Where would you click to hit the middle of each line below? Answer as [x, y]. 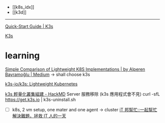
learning [23, 56]
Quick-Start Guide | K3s [29, 26]
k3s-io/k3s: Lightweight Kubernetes [41, 84]
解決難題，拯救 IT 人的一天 [39, 116]
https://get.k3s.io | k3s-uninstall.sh [41, 99]
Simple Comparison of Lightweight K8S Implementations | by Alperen [75, 69]
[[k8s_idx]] [23, 7]
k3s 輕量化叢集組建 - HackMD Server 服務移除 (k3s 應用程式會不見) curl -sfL [82, 94]
